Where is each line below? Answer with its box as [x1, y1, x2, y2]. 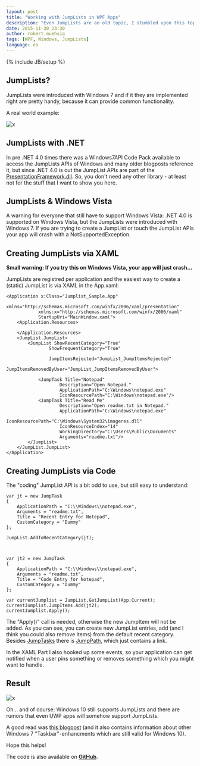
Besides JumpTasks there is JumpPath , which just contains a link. [6, 637, 167, 644]
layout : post [6, 8, 39, 15]
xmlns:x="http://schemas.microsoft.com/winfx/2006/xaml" [37, 309, 183, 315]
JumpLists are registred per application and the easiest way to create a [6, 276, 180, 283]
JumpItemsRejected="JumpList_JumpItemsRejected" [48, 356, 171, 362]
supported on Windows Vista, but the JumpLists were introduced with [6, 218, 177, 226]
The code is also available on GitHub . [6, 753, 98, 760]
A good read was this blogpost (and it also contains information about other [6, 724, 192, 731]
